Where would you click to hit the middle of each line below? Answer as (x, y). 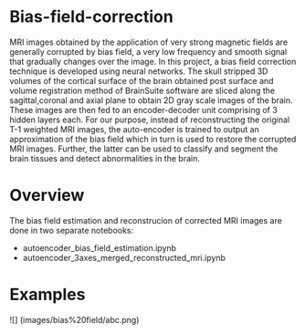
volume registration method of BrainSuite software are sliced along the (142, 90)
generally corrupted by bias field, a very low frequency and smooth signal (148, 51)
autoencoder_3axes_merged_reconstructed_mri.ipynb (124, 257)
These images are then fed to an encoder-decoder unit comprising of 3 (144, 110)
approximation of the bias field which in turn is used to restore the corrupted (153, 139)
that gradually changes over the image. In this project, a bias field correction (153, 61)
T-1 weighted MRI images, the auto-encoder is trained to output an (135, 129)
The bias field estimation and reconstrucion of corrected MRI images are (146, 220)
